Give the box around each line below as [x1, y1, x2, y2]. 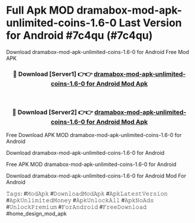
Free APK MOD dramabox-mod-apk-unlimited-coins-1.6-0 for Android [6, 161, 177, 168]
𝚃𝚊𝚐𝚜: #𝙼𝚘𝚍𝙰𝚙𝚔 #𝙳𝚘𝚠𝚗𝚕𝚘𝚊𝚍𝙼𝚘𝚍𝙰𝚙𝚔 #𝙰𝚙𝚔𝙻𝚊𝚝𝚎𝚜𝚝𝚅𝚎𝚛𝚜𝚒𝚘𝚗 [6, 190, 168, 197]
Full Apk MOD [6, 4, 75, 17]
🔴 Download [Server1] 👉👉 [12, 69, 93, 78]
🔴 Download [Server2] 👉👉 [12, 108, 93, 116]
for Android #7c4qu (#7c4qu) [6, 29, 153, 42]
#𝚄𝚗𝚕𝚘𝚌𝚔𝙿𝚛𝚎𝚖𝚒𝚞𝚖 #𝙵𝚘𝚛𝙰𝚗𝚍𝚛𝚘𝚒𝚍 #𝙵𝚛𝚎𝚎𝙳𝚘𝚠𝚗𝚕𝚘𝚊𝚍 [6, 203, 147, 211]
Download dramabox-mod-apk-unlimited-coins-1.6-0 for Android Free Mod [6, 48, 189, 55]
